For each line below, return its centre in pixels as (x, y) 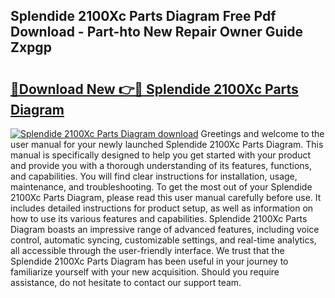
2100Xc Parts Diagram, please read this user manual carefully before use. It (166, 197)
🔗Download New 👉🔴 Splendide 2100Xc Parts (154, 89)
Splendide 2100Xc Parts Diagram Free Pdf (143, 16)
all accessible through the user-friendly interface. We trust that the (147, 250)
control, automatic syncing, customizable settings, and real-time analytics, (163, 240)
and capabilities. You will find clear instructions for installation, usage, (154, 176)
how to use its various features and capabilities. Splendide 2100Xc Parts (159, 218)
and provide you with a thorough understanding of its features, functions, (161, 165)
